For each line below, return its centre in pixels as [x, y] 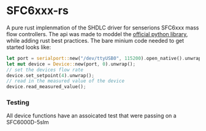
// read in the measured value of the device [65, 81]
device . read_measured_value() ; [46, 87]
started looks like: [29, 47]
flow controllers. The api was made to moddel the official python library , [97, 34]
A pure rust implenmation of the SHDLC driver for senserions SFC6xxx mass [103, 28]
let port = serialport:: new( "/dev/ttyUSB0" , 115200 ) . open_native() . [96, 58]
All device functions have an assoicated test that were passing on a [91, 116]
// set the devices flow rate [45, 70]
